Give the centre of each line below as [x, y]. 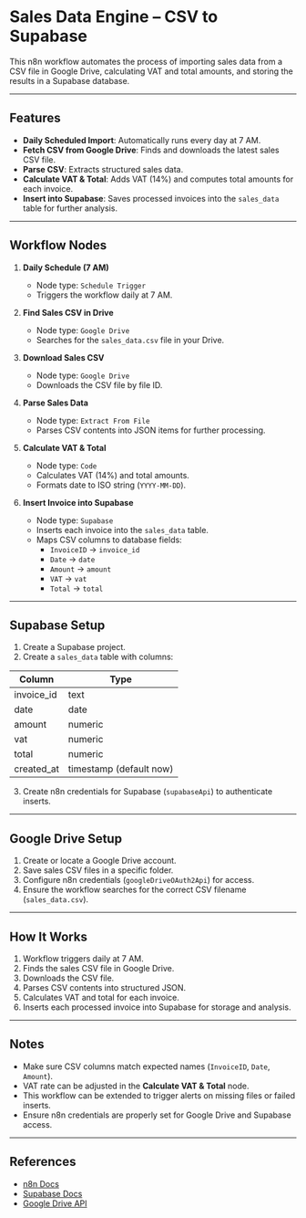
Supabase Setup [57, 625]
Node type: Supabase [75, 520]
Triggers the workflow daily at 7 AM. [104, 295]
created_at [37, 769]
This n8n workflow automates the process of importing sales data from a [146, 61]
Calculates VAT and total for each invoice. [101, 997]
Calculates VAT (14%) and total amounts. [112, 475]
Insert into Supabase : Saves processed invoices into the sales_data [151, 198]
